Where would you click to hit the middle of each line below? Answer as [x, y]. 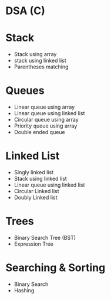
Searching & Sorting [55, 268]
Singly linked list [34, 172]
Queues [25, 91]
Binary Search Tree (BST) [45, 237]
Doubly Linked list [36, 197]
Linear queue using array [44, 107]
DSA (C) [25, 11]
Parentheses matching [41, 67]
